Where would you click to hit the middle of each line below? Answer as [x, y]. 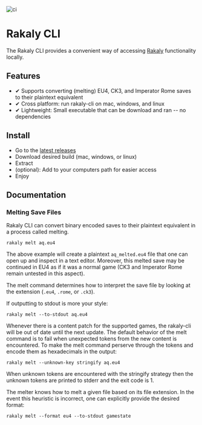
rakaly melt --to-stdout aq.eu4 [47, 315]
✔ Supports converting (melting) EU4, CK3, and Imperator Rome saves [103, 90]
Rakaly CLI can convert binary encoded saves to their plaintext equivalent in [101, 226]
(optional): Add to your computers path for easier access [86, 169]
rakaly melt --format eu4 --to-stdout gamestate [69, 416]
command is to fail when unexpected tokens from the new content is [92, 339]
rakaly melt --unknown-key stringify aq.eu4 [63, 363]
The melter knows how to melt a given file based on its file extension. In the [100, 392]
